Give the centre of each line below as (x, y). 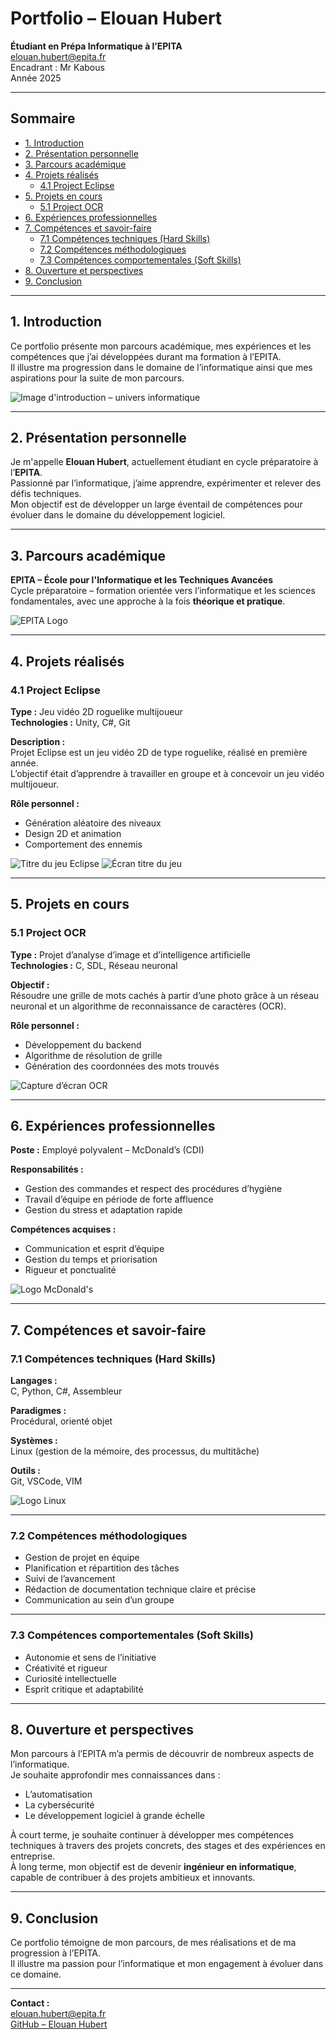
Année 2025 (36, 78)
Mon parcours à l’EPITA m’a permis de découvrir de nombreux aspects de (162, 1754)
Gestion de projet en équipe (82, 1558)
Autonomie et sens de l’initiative (90, 1657)
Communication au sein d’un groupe (99, 1600)
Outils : (26, 1471)
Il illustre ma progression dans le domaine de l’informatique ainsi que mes (161, 367)
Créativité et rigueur (66, 1668)
